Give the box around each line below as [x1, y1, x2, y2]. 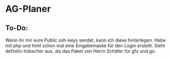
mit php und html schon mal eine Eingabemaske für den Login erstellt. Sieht [5, 43, 165, 49]
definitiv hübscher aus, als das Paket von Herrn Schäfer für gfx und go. [5, 48, 156, 54]
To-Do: [5, 24, 28, 32]
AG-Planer [5, 3, 51, 15]
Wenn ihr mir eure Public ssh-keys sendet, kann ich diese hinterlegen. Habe [5, 37, 166, 43]
